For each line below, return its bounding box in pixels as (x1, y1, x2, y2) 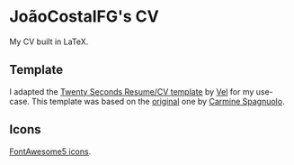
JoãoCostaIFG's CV (9, 6, 159, 27)
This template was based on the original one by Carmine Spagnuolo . (31, 96, 285, 106)
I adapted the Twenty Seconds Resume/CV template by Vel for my (9, 86, 254, 96)
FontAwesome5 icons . (9, 146, 92, 157)
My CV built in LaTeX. (9, 36, 89, 47)
